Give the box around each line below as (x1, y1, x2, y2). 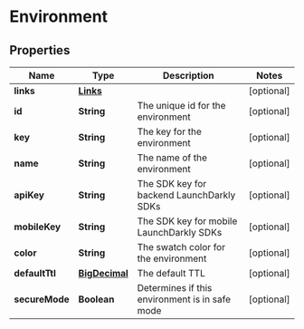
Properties (9, 43, 71, 58)
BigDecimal (78, 267, 128, 279)
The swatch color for (137, 241, 226, 253)
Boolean (78, 293, 115, 305)
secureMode (14, 293, 70, 305)
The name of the (137, 151, 208, 164)
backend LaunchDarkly (137, 189, 236, 201)
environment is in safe (137, 293, 231, 305)
